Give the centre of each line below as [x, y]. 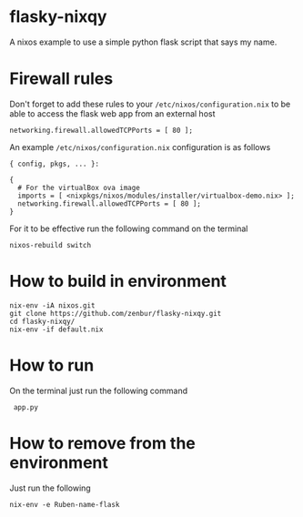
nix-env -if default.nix [56, 329]
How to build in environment [118, 282]
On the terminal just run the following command [99, 390]
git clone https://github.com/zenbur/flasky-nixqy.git [116, 313]
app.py [26, 407]
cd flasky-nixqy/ [42, 321]
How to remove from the [102, 443]
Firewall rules [61, 79]
